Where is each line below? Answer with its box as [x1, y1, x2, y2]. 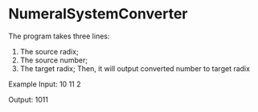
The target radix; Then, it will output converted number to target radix [19, 63, 251, 73]
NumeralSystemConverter [8, 5, 188, 23]
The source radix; [19, 46, 79, 56]
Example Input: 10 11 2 [8, 79, 82, 89]
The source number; [19, 55, 88, 65]
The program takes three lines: [8, 31, 110, 41]
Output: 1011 [8, 94, 48, 104]
